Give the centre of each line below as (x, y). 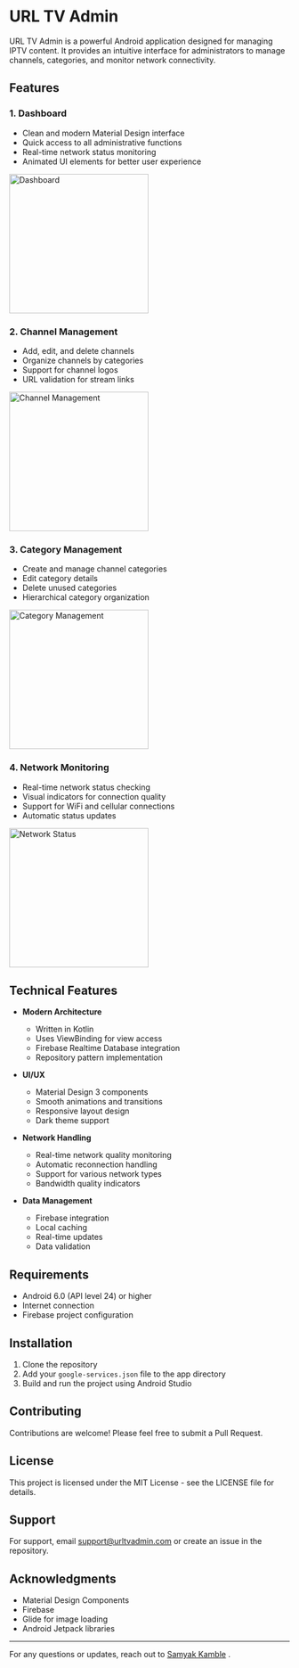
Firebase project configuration (77, 1315)
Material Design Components (76, 1600)
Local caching (61, 1228)
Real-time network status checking (86, 787)
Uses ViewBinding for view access (99, 1039)
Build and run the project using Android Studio (107, 1383)
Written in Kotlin (65, 1029)
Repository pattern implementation (99, 1057)
